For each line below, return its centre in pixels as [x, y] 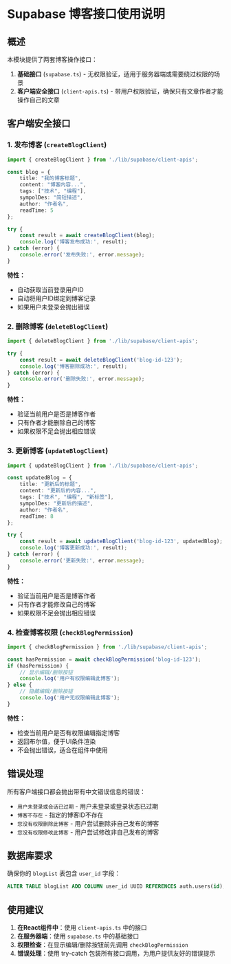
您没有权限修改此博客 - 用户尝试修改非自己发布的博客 [88, 832]
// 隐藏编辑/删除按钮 [46, 692]
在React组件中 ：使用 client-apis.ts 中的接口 [82, 928]
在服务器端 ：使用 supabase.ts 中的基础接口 [78, 936]
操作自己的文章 [38, 100]
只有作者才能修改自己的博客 [56, 604]
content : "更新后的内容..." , [58, 491]
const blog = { [29, 172]
